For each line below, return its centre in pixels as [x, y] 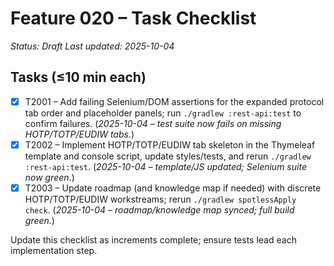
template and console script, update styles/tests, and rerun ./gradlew [168, 156]
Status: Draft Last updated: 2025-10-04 [92, 46]
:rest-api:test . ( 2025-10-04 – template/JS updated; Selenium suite [165, 166]
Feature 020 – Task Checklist [133, 18]
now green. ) [49, 177]
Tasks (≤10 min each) [78, 77]
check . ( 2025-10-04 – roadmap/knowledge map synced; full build [159, 209]
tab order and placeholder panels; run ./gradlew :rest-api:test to [163, 113]
